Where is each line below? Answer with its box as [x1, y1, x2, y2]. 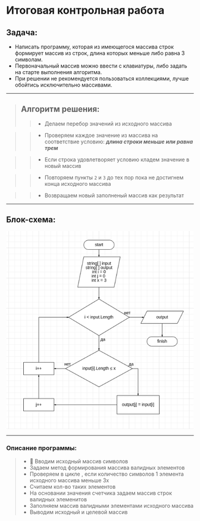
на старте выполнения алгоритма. [14, 69, 102, 75]
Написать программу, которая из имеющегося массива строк [14, 43, 174, 50]
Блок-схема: [6, 214, 56, 225]
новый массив [44, 162, 82, 169]
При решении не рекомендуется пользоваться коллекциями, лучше [14, 75, 189, 82]
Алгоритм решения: [20, 104, 100, 114]
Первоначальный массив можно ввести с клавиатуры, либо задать [14, 62, 187, 69]
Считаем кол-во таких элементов [29, 483, 116, 490]
